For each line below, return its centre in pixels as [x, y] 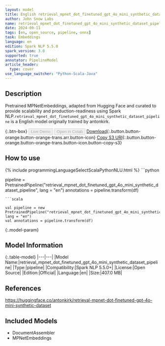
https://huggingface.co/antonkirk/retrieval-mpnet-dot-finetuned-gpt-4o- [79, 300]
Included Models [31, 321]
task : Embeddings [23, 37]
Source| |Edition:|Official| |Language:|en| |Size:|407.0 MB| [64, 273]
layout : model [20, 10]
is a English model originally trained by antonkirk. [60, 121]
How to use [23, 158]
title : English [21, 14]
